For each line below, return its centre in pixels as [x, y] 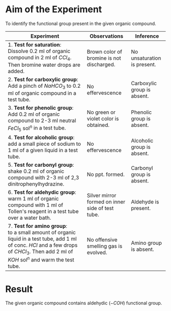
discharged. [101, 64]
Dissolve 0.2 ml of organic [39, 51]
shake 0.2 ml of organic [36, 171]
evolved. [97, 252]
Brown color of [104, 51]
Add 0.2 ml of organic [34, 114]
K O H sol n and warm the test [41, 260]
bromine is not [104, 58]
